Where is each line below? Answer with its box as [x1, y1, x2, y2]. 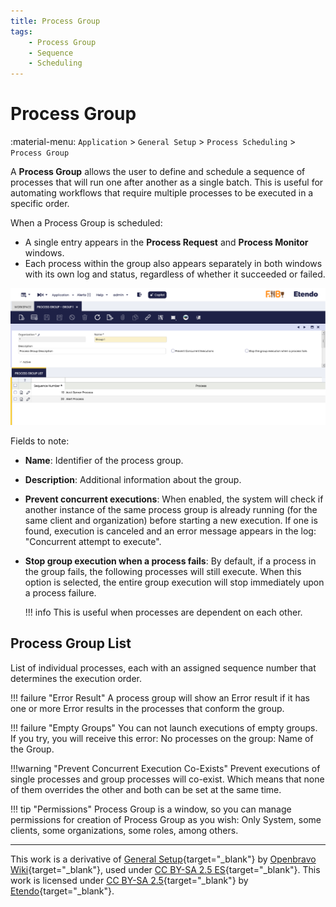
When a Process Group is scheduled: [10, 217, 163, 229]
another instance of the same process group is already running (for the [24, 504, 318, 516]
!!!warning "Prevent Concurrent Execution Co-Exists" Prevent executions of [10, 762, 321, 774]
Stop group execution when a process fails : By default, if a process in [24, 555, 317, 567]
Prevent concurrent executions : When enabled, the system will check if [24, 493, 324, 505]
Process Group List [10, 635, 132, 652]
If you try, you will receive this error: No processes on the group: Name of [10, 732, 314, 744]
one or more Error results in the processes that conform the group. [10, 702, 285, 714]
